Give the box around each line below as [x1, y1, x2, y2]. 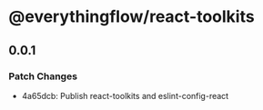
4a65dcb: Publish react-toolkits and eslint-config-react [21, 90, 229, 101]
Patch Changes [8, 70, 78, 83]
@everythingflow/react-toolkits [8, 6, 256, 27]
